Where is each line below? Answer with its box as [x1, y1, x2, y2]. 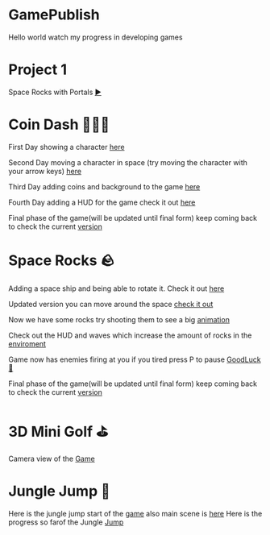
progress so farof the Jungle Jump [8, 517, 124, 527]
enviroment [8, 338, 47, 348]
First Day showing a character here [8, 142, 125, 151]
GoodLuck [226, 355, 261, 364]
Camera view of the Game [8, 454, 95, 463]
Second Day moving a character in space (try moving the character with [8, 157, 248, 167]
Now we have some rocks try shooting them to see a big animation [8, 314, 230, 324]
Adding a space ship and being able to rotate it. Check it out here [8, 284, 225, 293]
